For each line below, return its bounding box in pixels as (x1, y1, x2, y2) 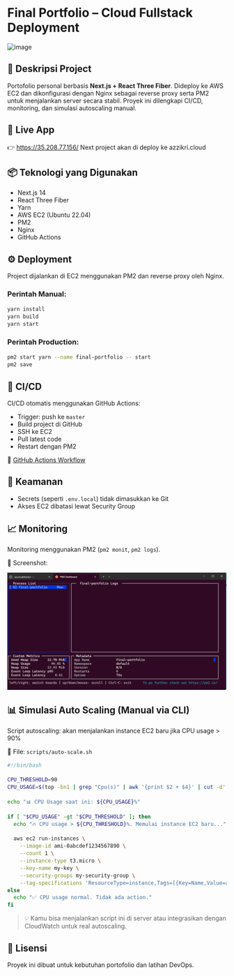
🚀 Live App (7, 124, 55, 136)
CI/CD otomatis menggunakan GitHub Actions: (7, 399, 141, 407)
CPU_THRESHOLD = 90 (7, 776, 58, 783)
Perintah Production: (7, 337, 79, 347)
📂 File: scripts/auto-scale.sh (7, 747, 93, 756)
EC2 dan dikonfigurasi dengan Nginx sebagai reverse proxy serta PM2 (7, 89, 210, 97)
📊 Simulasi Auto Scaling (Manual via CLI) (7, 705, 190, 716)
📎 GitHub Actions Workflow (7, 456, 86, 464)
